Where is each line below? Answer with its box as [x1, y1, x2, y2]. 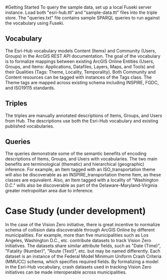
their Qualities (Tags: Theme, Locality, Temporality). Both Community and [5, 69, 156, 75]
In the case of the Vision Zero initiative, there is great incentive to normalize [5, 222, 161, 228]
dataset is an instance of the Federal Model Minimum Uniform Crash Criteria [5, 254, 162, 260]
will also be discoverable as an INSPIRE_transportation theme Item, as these [5, 172, 161, 178]
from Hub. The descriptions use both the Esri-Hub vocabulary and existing [5, 118, 159, 124]
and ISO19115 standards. [5, 85, 55, 91]
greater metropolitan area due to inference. [5, 188, 94, 194]
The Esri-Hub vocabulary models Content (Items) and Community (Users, [5, 47, 156, 54]
